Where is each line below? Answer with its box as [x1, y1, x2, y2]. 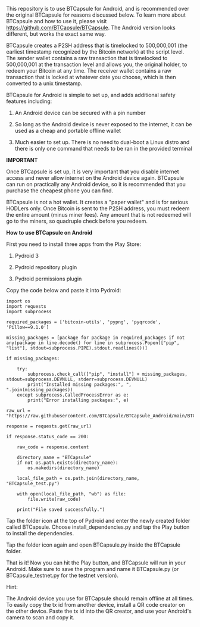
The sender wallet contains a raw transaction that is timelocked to [6, 55, 168, 61]
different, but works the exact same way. [6, 30, 106, 38]
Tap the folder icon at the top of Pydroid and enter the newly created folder [6, 517, 190, 524]
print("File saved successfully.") [17, 507, 105, 513]
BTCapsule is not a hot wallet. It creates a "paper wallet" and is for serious [6, 199, 189, 205]
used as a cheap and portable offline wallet [14, 127, 121, 134]
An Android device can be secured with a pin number [14, 110, 146, 116]
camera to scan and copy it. [6, 614, 75, 621]
